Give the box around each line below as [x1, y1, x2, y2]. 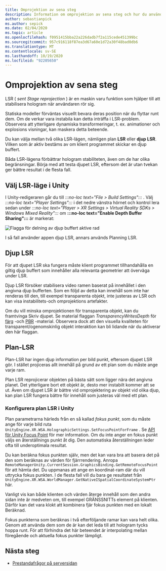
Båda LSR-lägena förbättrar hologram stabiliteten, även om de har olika [5, 156, 150, 162]
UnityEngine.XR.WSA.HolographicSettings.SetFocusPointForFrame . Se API [5, 426, 155, 432]
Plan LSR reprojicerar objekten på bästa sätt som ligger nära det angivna [5, 377, 153, 382]
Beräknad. [5, 507, 26, 513]
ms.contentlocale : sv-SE [5, 49, 56, 54]
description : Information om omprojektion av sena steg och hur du [5, 12, 147, 17]
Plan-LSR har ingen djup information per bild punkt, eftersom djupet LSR [5, 356, 152, 362]
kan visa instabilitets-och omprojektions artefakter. [5, 298, 109, 304]
